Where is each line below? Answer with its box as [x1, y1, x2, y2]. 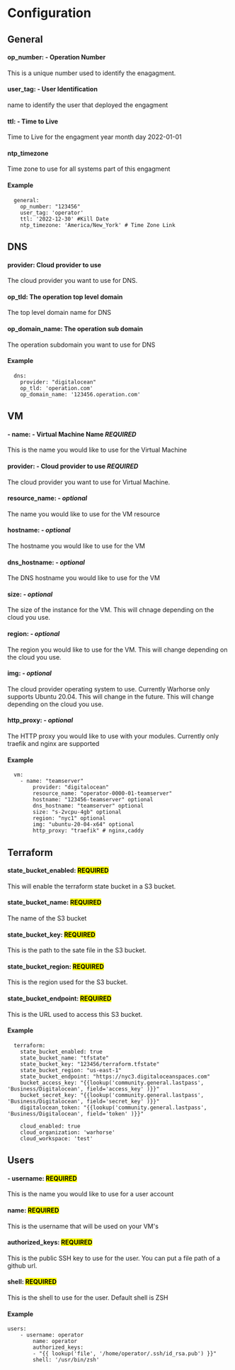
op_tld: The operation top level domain [7, 292, 123, 301]
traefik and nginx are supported [7, 740, 100, 748]
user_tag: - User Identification [7, 85, 98, 94]
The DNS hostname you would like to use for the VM [7, 574, 161, 582]
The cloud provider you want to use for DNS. [7, 277, 138, 285]
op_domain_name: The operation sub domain [7, 324, 144, 333]
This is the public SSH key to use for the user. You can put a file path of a [7, 1254, 221, 1262]
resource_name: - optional [7, 494, 88, 503]
